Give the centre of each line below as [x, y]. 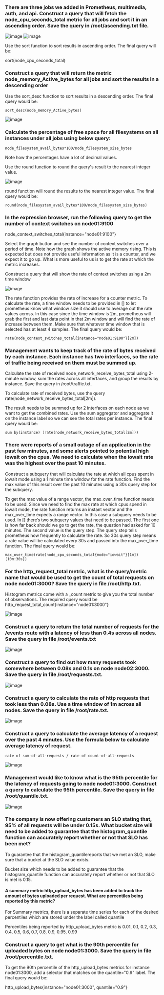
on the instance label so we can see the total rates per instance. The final [79, 418]
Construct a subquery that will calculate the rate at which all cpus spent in [80, 474]
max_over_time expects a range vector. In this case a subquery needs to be [81, 514]
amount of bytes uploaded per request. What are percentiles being [74, 896]
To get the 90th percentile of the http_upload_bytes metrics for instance [77, 968]
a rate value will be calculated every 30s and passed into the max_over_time [82, 540]
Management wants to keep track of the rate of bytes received [81, 350]
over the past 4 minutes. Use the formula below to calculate [77, 740]
